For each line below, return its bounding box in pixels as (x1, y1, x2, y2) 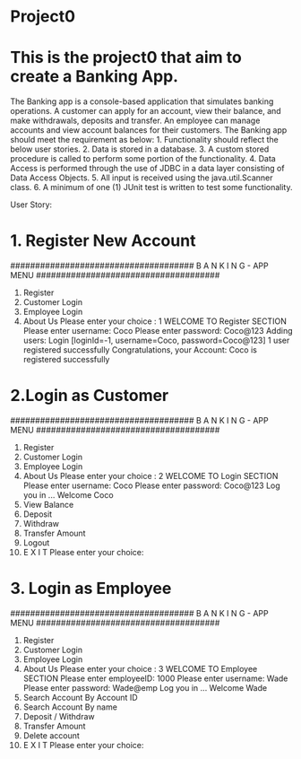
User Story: (10, 199, 53, 210)
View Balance (22, 500, 74, 510)
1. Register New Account (10, 231, 196, 251)
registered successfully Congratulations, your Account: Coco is (22, 345, 258, 355)
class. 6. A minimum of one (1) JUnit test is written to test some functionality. (10, 182, 294, 193)
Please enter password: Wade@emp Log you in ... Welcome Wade (22, 682, 268, 693)
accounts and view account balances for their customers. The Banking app (10, 125, 288, 135)
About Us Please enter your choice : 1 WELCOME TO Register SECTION (22, 316, 288, 327)
